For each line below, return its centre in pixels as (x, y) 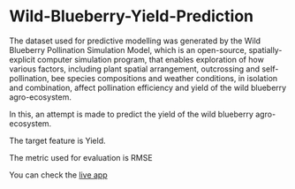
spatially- (265, 49)
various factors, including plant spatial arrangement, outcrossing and (135, 69)
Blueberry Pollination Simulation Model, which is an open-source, (128, 49)
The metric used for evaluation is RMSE (81, 157)
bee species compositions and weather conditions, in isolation (164, 78)
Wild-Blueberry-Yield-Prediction (132, 16)
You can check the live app (58, 175)
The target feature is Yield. (57, 140)
